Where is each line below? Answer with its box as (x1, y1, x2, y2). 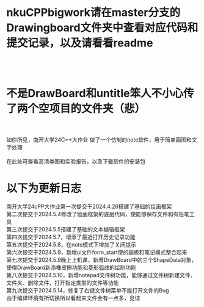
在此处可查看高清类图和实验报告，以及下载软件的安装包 (6, 157, 145, 165)
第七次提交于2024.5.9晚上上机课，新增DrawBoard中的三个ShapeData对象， (6, 256, 197, 263)
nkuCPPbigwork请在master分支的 (6, 5, 181, 20)
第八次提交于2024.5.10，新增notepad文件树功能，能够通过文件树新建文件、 (6, 271, 196, 278)
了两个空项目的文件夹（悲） (6, 102, 146, 116)
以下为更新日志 (6, 181, 82, 195)
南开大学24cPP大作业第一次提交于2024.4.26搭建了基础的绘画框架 (6, 203, 172, 210)
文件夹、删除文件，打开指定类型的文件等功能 (6, 279, 119, 286)
